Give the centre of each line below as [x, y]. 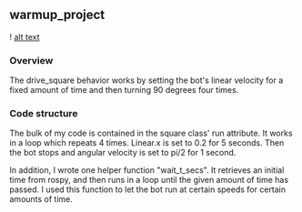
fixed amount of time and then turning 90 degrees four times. [124, 90]
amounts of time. [41, 199]
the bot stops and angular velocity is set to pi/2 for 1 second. [123, 153]
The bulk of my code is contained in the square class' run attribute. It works [151, 133]
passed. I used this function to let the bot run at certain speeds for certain [148, 189]
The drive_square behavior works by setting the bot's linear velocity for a [146, 80]
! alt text [25, 36]
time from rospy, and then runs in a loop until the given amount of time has [149, 180]
